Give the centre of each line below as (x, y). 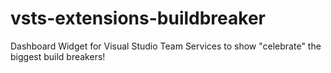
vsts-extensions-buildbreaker (138, 18)
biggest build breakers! (58, 56)
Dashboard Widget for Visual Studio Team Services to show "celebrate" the (166, 46)
